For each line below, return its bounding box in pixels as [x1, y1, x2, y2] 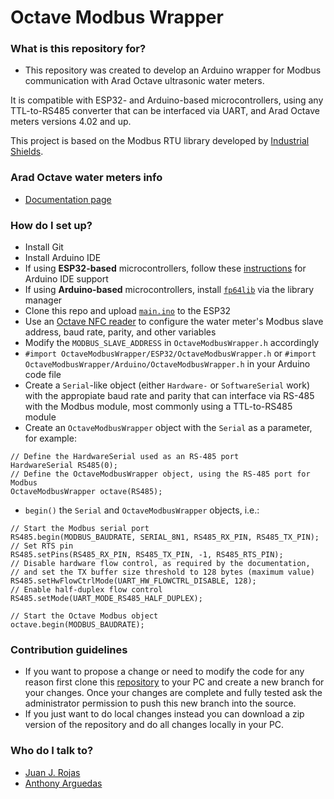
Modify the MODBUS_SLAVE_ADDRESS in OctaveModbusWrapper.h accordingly [24, 337, 320, 349]
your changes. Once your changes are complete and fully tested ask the [24, 687, 323, 699]
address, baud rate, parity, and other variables [24, 326, 217, 338]
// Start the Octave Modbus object [10, 611, 159, 621]
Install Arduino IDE [24, 252, 102, 264]
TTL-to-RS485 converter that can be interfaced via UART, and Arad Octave [10, 105, 320, 117]
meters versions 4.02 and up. [10, 116, 132, 128]
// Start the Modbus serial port [10, 524, 150, 534]
